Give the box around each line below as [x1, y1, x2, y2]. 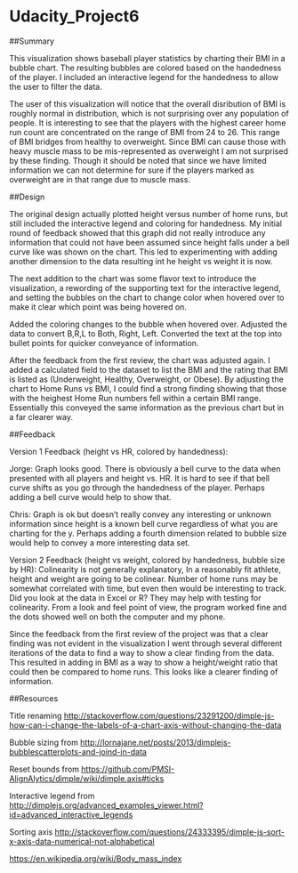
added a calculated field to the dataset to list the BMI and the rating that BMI [9, 364, 289, 375]
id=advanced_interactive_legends [9, 809, 133, 820]
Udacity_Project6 [9, 6, 140, 27]
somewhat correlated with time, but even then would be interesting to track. [9, 583, 287, 594]
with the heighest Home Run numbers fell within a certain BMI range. [9, 392, 262, 403]
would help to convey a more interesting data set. [9, 537, 190, 548]
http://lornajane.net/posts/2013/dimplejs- [79, 737, 231, 748]
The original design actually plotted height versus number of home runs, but [9, 208, 288, 219]
